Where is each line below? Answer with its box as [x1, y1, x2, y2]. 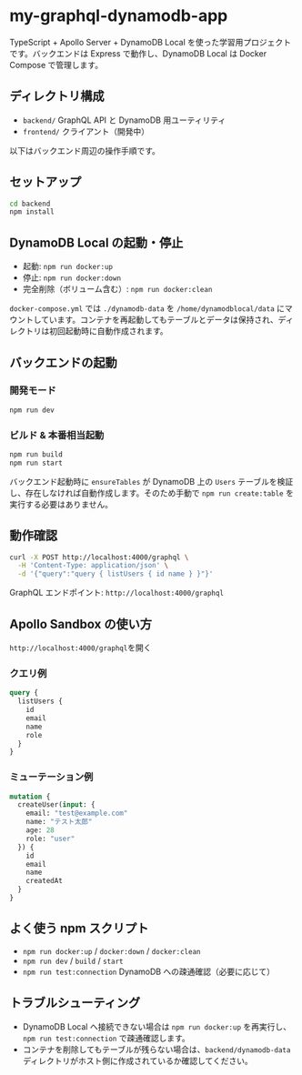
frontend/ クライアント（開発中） [22, 126, 150, 136]
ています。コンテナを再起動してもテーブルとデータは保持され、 [40, 315, 279, 326]
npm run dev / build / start [22, 955, 124, 966]
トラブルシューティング [9, 995, 141, 1010]
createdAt [25, 877, 64, 886]
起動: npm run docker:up [22, 261, 114, 272]
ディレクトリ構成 [9, 88, 105, 105]
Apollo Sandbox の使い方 [9, 616, 153, 632]
